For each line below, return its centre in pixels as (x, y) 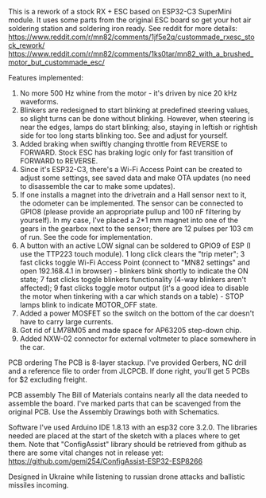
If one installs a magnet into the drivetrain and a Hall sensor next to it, (133, 195)
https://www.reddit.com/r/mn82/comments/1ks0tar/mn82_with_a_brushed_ (131, 54)
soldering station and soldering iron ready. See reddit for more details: (123, 28)
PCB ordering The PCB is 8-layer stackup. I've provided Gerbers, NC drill (128, 363)
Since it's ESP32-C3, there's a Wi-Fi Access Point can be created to (131, 169)
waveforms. (39, 102)
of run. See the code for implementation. (86, 237)
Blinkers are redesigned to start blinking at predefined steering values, (135, 110)
